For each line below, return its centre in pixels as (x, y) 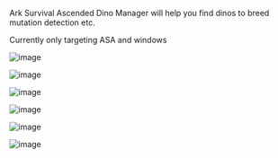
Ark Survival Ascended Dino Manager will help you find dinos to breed (139, 13)
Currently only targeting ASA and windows (88, 40)
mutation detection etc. (53, 22)
